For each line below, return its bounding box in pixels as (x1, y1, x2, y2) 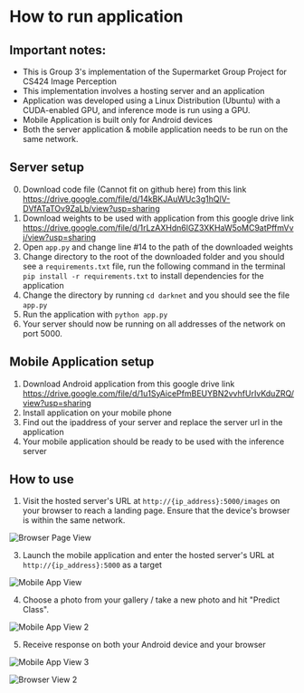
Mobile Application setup (9, 355, 155, 370)
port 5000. (22, 328, 63, 338)
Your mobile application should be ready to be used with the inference (22, 436, 285, 447)
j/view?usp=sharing (22, 232, 97, 242)
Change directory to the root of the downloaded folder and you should (22, 251, 285, 261)
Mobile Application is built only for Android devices (22, 115, 213, 125)
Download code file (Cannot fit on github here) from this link (22, 184, 247, 195)
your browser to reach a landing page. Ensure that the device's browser (22, 505, 290, 517)
